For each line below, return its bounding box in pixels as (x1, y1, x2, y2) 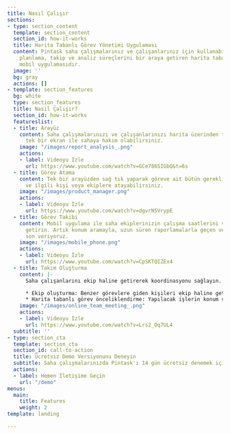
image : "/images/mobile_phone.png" (19, 239, 121, 246)
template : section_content (13, 29, 90, 36)
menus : (7, 385, 26, 392)
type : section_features (13, 99, 81, 106)
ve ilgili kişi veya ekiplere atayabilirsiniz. (25, 182, 164, 189)
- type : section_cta (7, 334, 66, 341)
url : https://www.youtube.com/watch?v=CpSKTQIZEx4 (25, 258, 173, 265)
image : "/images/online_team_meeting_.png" (19, 303, 146, 309)
